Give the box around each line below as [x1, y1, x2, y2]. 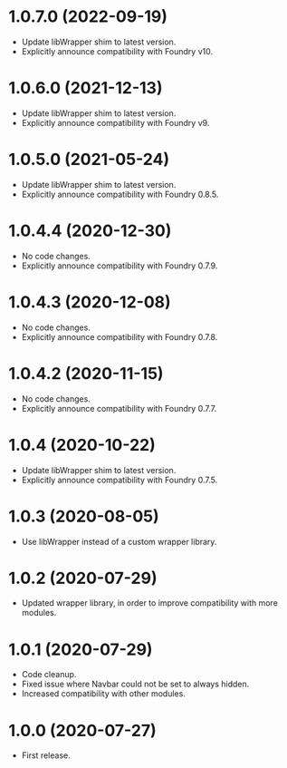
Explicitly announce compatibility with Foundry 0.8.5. [21, 189, 219, 199]
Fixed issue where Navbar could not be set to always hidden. [21, 678, 250, 690]
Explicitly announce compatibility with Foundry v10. [21, 45, 214, 56]
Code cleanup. [21, 669, 77, 680]
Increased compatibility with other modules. [21, 688, 187, 699]
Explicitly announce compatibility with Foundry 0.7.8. [21, 331, 218, 342]
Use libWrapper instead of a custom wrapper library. [21, 536, 217, 547]
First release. [21, 750, 71, 761]
